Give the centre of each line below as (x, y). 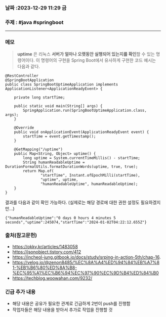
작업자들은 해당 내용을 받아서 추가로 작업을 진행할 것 (62, 310)
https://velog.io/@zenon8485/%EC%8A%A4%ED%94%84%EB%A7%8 (86, 262)
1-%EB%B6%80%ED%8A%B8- (45, 268)
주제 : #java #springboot (34, 22)
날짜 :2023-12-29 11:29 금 (36, 7)
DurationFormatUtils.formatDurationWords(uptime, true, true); (72, 167)
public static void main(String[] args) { (58, 106)
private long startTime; (40, 97)
